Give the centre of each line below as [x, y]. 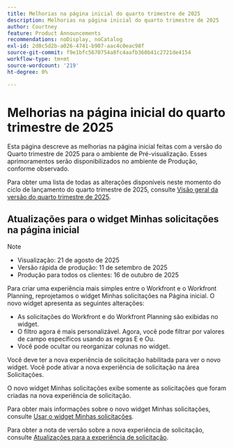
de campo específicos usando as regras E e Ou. [86, 339]
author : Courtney [32, 26]
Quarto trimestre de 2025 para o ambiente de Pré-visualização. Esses [107, 154]
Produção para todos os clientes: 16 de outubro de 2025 [98, 275]
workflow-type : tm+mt [39, 59]
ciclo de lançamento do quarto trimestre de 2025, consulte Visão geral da [113, 190]
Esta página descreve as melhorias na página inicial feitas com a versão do [115, 146]
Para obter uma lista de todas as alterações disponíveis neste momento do [114, 183]
